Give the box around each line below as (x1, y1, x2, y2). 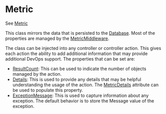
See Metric (5, 20, 28, 26)
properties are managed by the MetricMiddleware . (5, 35, 110, 41)
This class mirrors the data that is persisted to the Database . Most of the (5, 30, 155, 36)
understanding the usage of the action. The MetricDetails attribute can (12, 82, 159, 88)
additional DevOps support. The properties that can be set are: (5, 55, 135, 62)
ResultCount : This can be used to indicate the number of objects (12, 66, 147, 72)
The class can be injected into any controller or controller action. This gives (5, 45, 161, 51)
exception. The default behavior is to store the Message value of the (12, 97, 154, 104)
